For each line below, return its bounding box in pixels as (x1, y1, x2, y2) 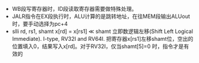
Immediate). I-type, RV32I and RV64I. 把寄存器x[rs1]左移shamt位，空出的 (11, 35, 194, 42)
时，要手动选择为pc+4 (11, 20, 68, 27)
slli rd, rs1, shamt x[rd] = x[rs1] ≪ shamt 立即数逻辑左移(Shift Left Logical (11, 28, 194, 35)
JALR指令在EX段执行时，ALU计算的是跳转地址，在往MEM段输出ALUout (11, 13, 191, 20)
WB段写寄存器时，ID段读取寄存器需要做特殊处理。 (11, 5, 137, 12)
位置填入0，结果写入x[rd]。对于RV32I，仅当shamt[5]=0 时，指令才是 (11, 43, 184, 50)
